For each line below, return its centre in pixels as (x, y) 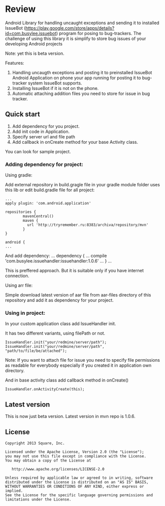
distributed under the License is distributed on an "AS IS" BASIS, (77, 482)
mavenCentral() (38, 216)
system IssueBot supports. (55, 83)
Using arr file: (19, 286)
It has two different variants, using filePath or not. (55, 333)
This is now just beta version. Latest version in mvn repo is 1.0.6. (70, 417)
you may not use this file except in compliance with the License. (76, 456)
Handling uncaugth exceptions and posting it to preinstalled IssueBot (82, 72)
